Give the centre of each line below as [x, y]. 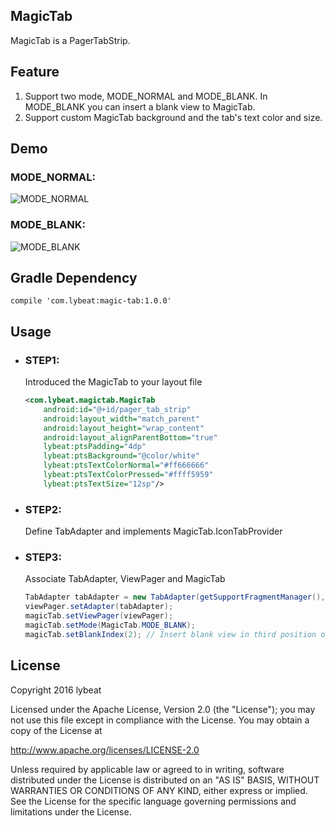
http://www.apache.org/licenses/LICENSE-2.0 [105, 750]
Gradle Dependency [74, 278]
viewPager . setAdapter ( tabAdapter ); [99, 607]
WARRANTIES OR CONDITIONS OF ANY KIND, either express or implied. [159, 790]
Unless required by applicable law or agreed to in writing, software [147, 769]
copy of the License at [56, 730]
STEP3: [43, 557]
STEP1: [42, 360]
